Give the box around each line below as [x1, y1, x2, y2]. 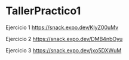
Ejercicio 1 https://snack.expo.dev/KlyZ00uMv [5, 24, 119, 31]
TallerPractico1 [5, 4, 81, 18]
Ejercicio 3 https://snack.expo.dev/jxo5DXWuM [5, 46, 122, 54]
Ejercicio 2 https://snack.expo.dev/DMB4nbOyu [5, 35, 123, 42]
